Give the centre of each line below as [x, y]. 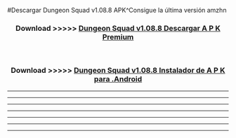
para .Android [118, 79]
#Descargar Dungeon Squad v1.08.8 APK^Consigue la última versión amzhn [117, 10]
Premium [118, 36]
